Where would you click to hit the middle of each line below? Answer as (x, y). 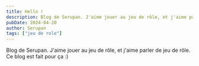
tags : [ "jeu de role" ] (34, 34)
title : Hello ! (25, 11)
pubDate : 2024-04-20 (32, 22)
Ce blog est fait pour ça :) (37, 57)
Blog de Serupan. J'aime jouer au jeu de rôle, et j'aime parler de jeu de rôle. (98, 50)
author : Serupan (26, 28)
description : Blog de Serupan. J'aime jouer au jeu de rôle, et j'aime (96, 17)
